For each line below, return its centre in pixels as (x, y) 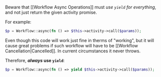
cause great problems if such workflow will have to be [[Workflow (72, 45)
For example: (18, 22)
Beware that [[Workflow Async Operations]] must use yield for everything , (81, 7)
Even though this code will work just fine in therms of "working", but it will (80, 40)
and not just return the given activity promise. (51, 12)
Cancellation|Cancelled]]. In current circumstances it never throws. (73, 51)
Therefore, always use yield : (35, 60)
